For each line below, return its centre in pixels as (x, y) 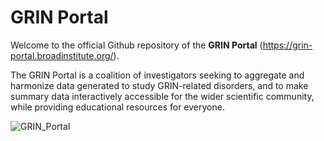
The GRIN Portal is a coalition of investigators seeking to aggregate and (157, 75)
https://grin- (287, 45)
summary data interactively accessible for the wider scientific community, (162, 96)
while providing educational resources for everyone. (117, 107)
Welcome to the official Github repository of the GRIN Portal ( (136, 45)
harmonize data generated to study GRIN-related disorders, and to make (159, 85)
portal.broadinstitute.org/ (62, 55)
